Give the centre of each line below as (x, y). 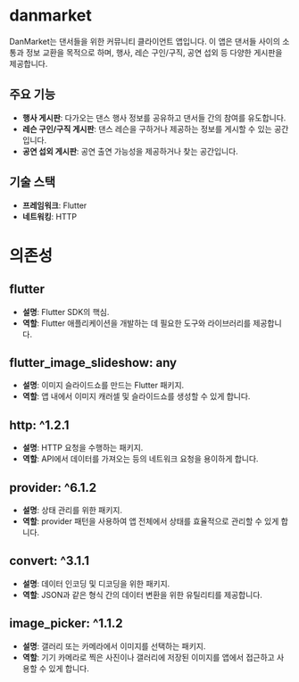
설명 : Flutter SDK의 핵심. (66, 312)
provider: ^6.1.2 (53, 487)
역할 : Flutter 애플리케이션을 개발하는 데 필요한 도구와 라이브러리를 (137, 323)
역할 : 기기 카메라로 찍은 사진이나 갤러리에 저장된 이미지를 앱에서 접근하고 (148, 657)
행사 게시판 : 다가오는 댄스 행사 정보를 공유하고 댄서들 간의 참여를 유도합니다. (154, 118)
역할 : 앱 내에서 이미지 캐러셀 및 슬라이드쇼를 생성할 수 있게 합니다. (136, 396)
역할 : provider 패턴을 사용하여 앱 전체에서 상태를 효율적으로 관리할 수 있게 (150, 521)
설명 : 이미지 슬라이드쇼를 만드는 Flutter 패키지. (103, 386)
